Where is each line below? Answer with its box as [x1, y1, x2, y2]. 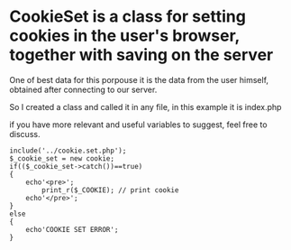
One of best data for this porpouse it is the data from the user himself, [9, 74, 268, 85]
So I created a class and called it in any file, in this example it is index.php [9, 101, 282, 112]
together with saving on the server [9, 45, 274, 65]
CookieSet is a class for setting [9, 6, 246, 27]
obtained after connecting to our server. [9, 84, 158, 95]
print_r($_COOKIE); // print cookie [41, 185, 179, 195]
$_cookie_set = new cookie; [9, 153, 115, 163]
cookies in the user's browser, [9, 25, 241, 46]
